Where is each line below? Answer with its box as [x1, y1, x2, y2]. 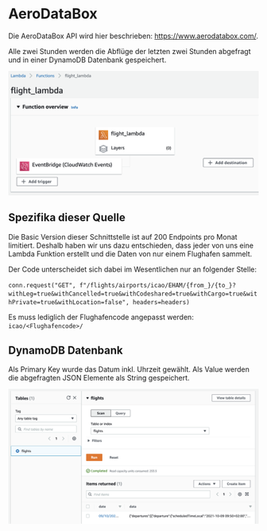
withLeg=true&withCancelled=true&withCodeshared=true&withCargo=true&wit [8, 290, 258, 298]
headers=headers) [132, 298, 191, 306]
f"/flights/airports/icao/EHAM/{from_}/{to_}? [79, 281, 237, 289]
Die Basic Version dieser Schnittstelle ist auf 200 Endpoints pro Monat [8, 232, 238, 241]
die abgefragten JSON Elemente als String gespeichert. [8, 373, 190, 383]
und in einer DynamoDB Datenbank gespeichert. [8, 55, 167, 64]
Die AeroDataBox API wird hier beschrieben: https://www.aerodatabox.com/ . [8, 31, 259, 41]
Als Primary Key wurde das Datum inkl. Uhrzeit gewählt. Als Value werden [8, 365, 250, 374]
